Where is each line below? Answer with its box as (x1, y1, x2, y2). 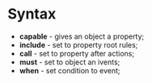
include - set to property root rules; (19, 39, 138, 49)
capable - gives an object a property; (19, 31, 145, 41)
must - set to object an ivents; (19, 57, 120, 67)
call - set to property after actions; (19, 48, 135, 58)
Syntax (7, 5, 57, 23)
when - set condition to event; (19, 65, 120, 75)
